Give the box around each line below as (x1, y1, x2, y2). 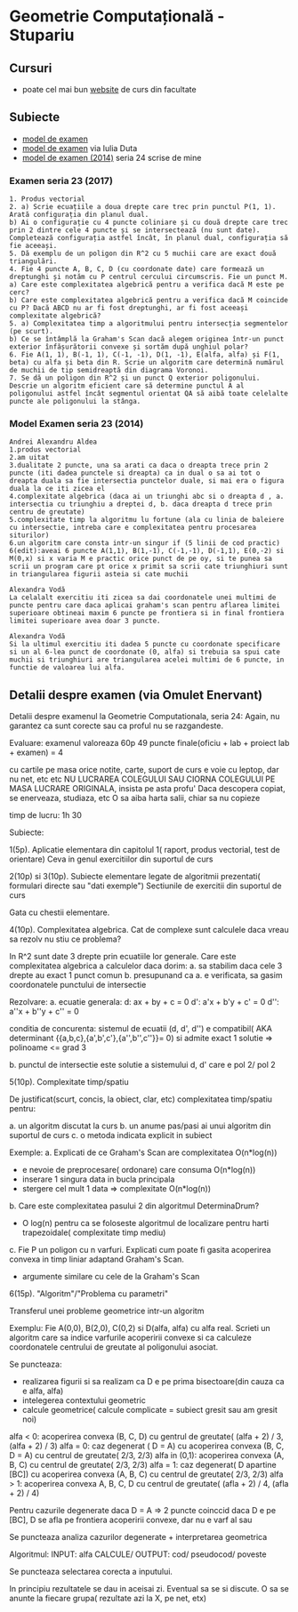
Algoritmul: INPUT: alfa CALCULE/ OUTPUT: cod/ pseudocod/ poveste (9, 1549, 267, 1560)
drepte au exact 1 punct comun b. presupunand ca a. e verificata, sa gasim (9, 970, 283, 981)
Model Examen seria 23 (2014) (9, 418, 144, 430)
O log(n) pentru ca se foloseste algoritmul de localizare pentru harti (21, 1218, 270, 1229)
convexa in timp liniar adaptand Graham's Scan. (9, 1254, 185, 1264)
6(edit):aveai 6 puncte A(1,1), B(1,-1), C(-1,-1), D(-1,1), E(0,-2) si (9, 547, 285, 556)
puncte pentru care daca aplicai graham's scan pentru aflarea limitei (9, 601, 280, 610)
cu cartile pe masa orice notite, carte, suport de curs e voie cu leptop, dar (9, 765, 279, 775)
